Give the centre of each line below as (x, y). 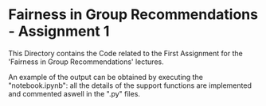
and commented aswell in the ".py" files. (74, 93)
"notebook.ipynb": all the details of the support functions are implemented (130, 85)
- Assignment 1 (59, 31)
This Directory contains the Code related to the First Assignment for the (125, 53)
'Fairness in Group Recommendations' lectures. (86, 62)
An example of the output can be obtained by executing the (106, 77)
